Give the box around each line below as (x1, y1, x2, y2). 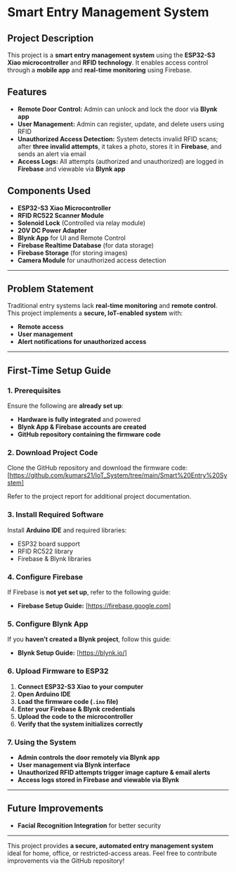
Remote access (17, 323, 64, 331)
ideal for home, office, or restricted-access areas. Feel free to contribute (7, 849, 218, 857)
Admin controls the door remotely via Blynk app (17, 753, 160, 762)
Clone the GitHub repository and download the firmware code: (7, 463, 188, 472)
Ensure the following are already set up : (7, 402, 124, 410)
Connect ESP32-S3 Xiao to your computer (17, 682, 144, 691)
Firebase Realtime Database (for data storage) (17, 241, 155, 250)
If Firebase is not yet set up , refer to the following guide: (7, 588, 171, 596)
